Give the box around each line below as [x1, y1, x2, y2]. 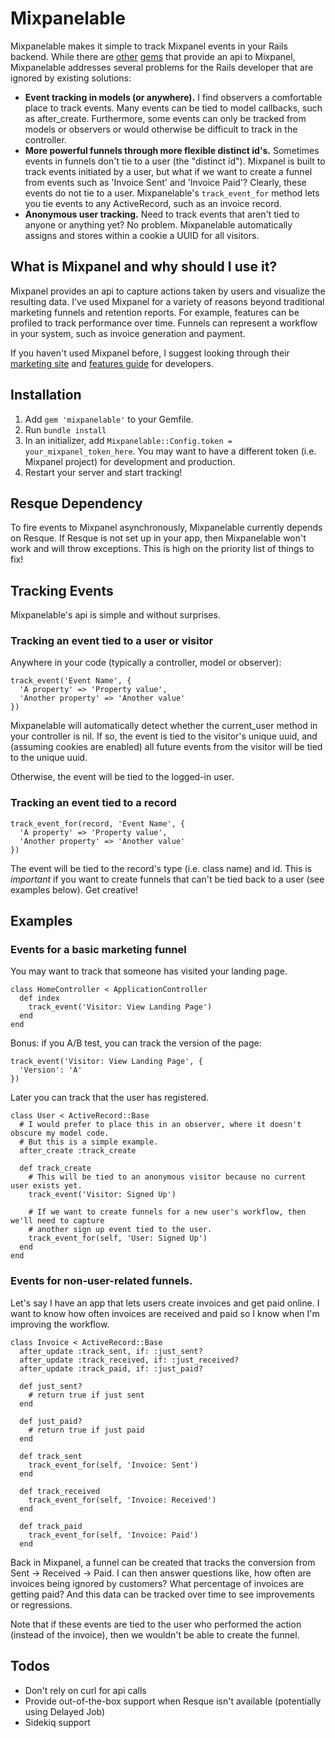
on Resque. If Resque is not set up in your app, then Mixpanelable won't [10, 532, 307, 544]
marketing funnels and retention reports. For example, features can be [10, 306, 300, 318]
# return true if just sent [28, 1390, 145, 1400]
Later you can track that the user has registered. [10, 1092, 210, 1104]
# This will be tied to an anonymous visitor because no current [28, 1172, 307, 1182]
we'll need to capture [10, 1216, 105, 1226]
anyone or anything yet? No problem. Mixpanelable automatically [24, 218, 293, 231]
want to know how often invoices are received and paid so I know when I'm [10, 1307, 320, 1319]
